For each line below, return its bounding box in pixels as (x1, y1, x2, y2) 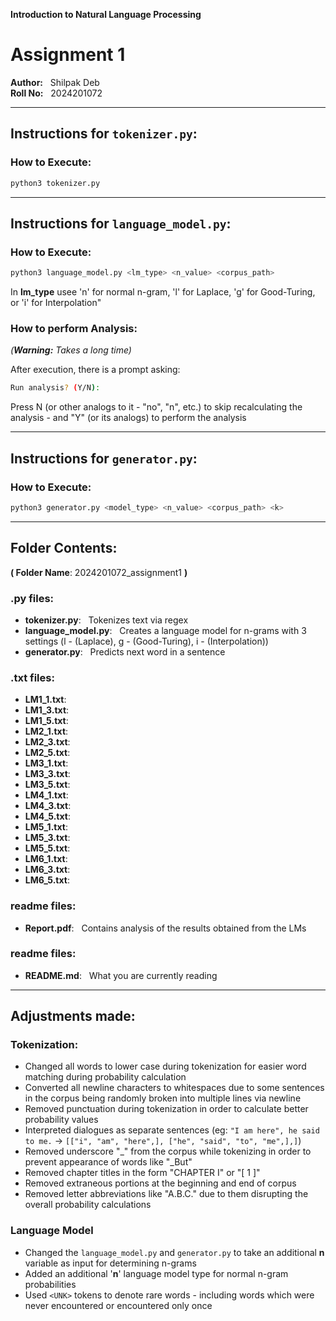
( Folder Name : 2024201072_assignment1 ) (10, 566, 188, 578)
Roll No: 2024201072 (10, 87, 103, 99)
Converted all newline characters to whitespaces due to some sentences (24, 1082, 325, 1094)
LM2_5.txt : (24, 747, 71, 759)
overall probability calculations (24, 1199, 152, 1211)
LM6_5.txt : (24, 874, 70, 886)
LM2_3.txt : (24, 736, 71, 748)
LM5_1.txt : (24, 821, 68, 833)
